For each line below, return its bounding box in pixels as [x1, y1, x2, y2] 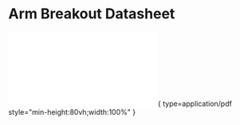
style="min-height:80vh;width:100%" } [8, 107, 136, 116]
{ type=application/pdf [158, 99, 233, 108]
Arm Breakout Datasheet [8, 5, 175, 23]
